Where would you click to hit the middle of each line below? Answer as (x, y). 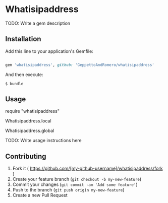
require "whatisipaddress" (32, 111)
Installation (23, 39)
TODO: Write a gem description (38, 23)
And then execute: (24, 75)
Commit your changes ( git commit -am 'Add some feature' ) (75, 184)
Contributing (26, 156)
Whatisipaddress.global (30, 131)
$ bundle (14, 84)
